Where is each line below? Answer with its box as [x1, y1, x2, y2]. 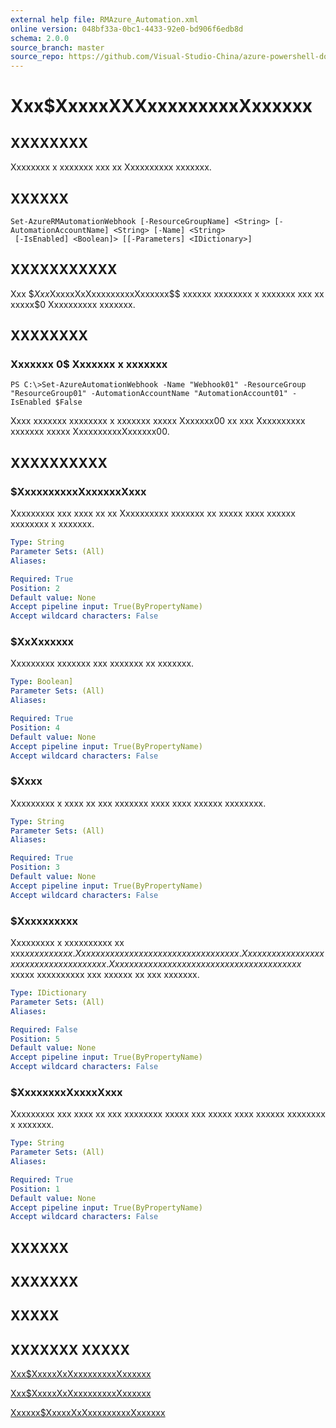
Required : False [10, 1024, 78, 1035]
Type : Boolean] [10, 677, 74, 687]
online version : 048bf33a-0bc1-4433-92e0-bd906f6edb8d [10, 24, 244, 34]
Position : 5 [10, 1034, 60, 1044]
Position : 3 [10, 862, 60, 873]
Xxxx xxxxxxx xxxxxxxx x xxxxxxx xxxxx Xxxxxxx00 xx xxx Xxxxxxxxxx [10, 415, 306, 427]
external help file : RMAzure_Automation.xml [10, 14, 199, 25]
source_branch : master [10, 42, 105, 53]
